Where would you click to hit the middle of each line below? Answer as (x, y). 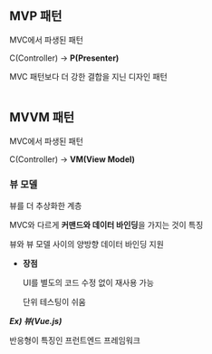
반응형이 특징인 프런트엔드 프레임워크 (75, 340)
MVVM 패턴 (42, 117)
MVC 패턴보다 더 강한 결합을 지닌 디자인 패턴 (88, 76)
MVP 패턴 (36, 16)
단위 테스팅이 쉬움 (54, 301)
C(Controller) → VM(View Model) (72, 159)
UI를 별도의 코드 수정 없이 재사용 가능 (88, 282)
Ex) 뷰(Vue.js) (36, 321)
